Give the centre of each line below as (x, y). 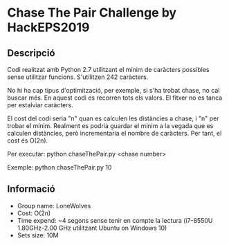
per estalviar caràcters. (40, 105)
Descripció (31, 53)
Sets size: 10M (38, 235)
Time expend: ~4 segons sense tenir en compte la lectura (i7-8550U (115, 220)
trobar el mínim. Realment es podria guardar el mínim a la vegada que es (110, 126)
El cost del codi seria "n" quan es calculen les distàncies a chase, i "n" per (113, 118)
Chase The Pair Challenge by (92, 13)
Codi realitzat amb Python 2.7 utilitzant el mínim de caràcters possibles (108, 70)
